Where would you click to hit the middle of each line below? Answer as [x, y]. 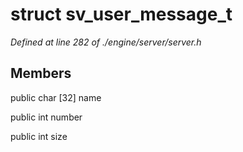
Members [41, 73]
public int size [39, 136]
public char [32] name [56, 97]
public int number [46, 117]
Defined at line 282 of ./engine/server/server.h [106, 42]
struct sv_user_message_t [121, 14]
